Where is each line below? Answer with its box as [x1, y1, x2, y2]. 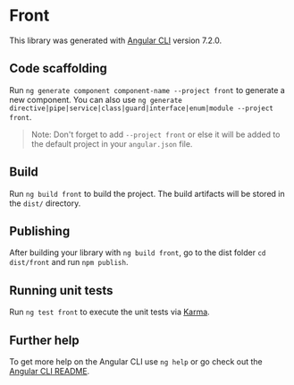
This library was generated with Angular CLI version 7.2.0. [9, 35, 222, 46]
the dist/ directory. [9, 198, 81, 209]
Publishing [9, 223, 71, 238]
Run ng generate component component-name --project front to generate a [9, 84, 286, 95]
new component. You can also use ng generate [9, 94, 183, 105]
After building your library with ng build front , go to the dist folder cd [9, 247, 266, 258]
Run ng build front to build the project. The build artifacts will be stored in [9, 188, 285, 199]
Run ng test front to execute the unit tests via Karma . [9, 306, 210, 318]
